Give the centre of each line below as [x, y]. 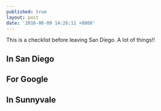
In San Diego [30, 58]
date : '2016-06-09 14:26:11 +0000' [51, 23]
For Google [27, 79]
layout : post [23, 17]
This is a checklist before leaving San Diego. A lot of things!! [80, 40]
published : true [26, 12]
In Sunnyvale [31, 100]
